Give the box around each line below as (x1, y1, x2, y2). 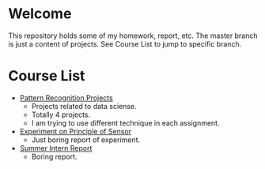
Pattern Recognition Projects (19, 92, 113, 103)
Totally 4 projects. (31, 110, 91, 119)
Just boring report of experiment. (31, 135, 141, 145)
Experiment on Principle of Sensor (19, 126, 132, 136)
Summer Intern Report (19, 143, 93, 152)
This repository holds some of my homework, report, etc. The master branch (8, 31, 258, 40)
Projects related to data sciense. (31, 101, 137, 111)
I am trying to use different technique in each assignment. (31, 118, 220, 127)
